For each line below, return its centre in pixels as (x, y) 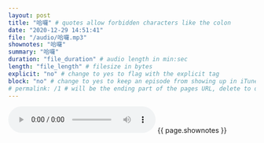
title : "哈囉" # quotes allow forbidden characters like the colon (120, 23)
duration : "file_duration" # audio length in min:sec (98, 60)
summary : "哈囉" (33, 52)
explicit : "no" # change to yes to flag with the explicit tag (114, 74)
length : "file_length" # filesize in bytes (81, 67)
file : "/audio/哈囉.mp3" (48, 37)
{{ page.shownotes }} (192, 130)
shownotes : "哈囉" (37, 45)
